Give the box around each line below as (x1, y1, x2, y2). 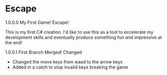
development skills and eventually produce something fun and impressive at (5, 34, 162, 40)
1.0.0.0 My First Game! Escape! (5, 19, 69, 25)
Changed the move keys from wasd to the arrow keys (12, 59, 123, 65)
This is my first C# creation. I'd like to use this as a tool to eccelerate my (5, 29, 153, 35)
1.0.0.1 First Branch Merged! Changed (5, 49, 82, 55)
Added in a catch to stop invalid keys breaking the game (12, 64, 128, 70)
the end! (5, 39, 22, 45)
